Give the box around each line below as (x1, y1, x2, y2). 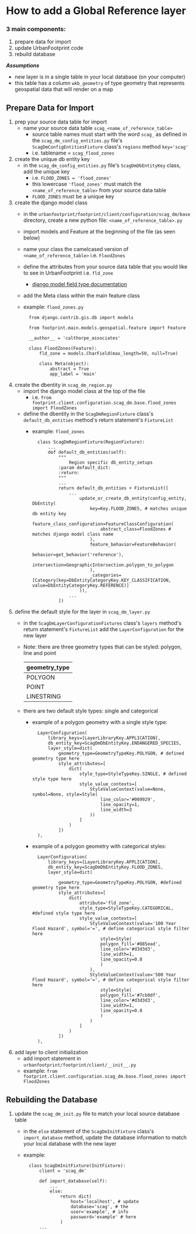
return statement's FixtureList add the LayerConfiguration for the (23, 626, 184, 633)
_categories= (90, 573, 122, 578)
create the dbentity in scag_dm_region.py (14, 382, 113, 389)
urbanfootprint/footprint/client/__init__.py (23, 1062, 136, 1068)
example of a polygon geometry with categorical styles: (32, 843, 167, 850)
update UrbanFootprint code (14, 44, 84, 52)
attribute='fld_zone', (79, 900, 135, 906)
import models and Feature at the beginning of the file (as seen (23, 228, 176, 235)
